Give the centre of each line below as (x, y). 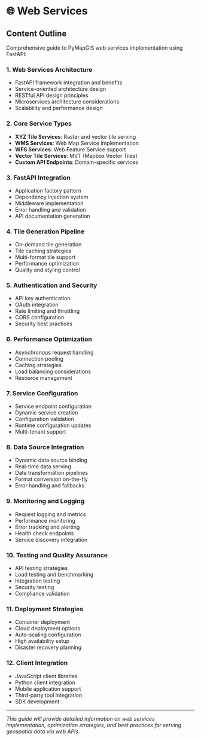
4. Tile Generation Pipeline (45, 231)
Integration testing (37, 581)
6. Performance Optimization (49, 339)
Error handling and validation (51, 209)
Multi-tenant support (40, 432)
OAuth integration (36, 305)
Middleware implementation (49, 203)
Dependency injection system (51, 197)
